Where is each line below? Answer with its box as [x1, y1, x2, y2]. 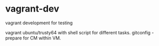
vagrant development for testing [5, 20, 73, 26]
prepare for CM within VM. [5, 35, 61, 41]
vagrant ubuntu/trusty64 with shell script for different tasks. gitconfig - [5, 29, 154, 35]
